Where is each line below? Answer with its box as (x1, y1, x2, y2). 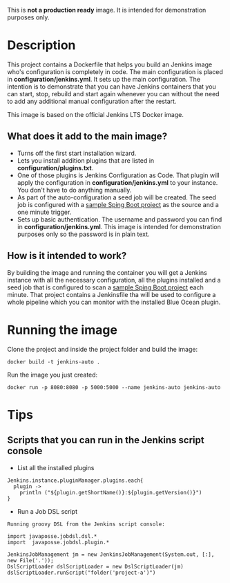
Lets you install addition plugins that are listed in (17, 156, 155, 165)
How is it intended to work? (7, 250, 127, 262)
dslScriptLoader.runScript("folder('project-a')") (7, 569, 156, 576)
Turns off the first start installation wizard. (17, 149, 137, 157)
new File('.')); (7, 557, 54, 564)
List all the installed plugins (17, 463, 95, 472)
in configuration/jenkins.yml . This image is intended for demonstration (17, 222, 221, 231)
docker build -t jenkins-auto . (7, 358, 100, 366)
